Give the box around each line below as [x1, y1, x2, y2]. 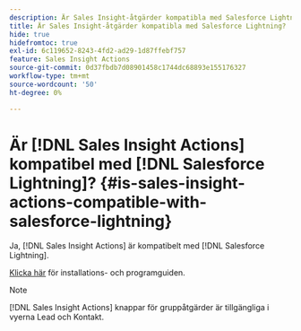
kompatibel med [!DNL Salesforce [9, 153, 265, 174]
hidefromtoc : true [9, 38, 78, 48]
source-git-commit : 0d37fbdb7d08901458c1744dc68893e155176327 [9, 64, 246, 73]
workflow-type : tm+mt [9, 72, 90, 81]
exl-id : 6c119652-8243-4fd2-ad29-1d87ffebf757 [9, 47, 186, 56]
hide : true [9, 30, 50, 39]
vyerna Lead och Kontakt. [9, 311, 105, 323]
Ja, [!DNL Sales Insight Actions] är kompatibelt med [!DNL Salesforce [9, 240, 265, 251]
